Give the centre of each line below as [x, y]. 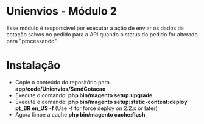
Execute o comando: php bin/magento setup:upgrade [84, 95]
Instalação [33, 66]
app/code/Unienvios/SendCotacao [60, 89]
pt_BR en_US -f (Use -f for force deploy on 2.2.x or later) [86, 108]
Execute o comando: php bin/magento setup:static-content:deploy [101, 102]
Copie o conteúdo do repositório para [62, 82]
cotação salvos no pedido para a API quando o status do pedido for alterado [102, 34]
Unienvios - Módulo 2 [62, 11]
